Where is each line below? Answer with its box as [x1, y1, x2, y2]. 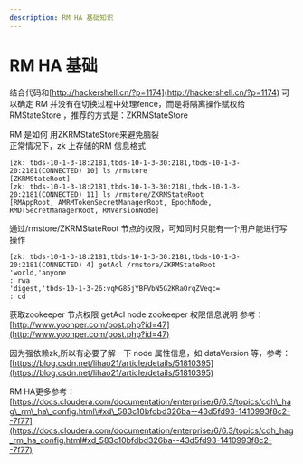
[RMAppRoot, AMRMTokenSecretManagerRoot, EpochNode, [9, 198, 213, 207]
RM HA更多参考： [9, 386, 75, 397]
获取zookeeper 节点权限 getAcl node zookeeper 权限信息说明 [9, 309, 238, 320]
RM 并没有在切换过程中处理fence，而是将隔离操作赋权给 [34, 98, 246, 109]
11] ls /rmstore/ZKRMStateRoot [86, 189, 204, 199]
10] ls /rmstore [86, 166, 147, 175]
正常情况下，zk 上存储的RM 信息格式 [9, 140, 147, 150]
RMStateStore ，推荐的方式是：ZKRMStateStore [9, 110, 188, 121]
